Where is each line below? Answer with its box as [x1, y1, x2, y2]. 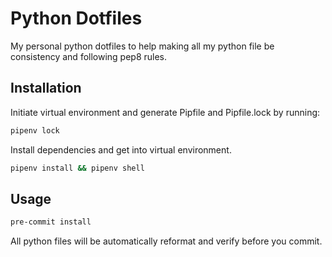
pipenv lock [10, 125, 60, 136]
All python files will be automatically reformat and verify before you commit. [10, 235, 323, 247]
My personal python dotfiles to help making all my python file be [10, 40, 275, 52]
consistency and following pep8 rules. [10, 50, 168, 62]
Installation [10, 80, 82, 97]
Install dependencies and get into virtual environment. [10, 143, 232, 156]
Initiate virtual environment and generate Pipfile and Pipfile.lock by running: [10, 106, 321, 118]
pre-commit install [10, 217, 92, 227]
